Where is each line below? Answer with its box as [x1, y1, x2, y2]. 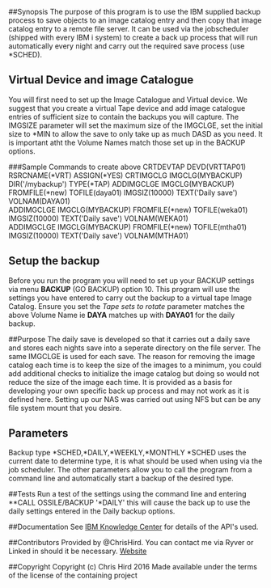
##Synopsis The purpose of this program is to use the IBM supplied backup [8, 7, 261, 16]
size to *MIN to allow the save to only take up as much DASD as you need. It [8, 129, 263, 138]
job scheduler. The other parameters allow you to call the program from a [8, 465, 252, 475]
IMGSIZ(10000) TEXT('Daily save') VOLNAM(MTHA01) [8, 231, 188, 240]
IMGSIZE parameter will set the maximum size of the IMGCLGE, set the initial [8, 121, 263, 130]
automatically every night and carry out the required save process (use [8, 41, 245, 51]
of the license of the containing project [8, 570, 138, 581]
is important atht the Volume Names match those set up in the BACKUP [8, 137, 246, 147]
